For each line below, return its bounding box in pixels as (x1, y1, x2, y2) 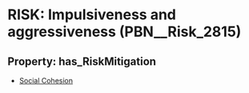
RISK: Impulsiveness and (7, 6, 177, 24)
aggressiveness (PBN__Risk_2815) (7, 22, 242, 41)
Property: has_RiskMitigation (7, 55, 157, 68)
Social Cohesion (18, 76, 74, 85)
